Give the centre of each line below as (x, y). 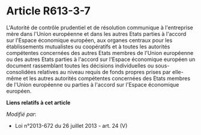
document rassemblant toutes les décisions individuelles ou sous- (88, 65)
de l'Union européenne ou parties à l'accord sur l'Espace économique (93, 84)
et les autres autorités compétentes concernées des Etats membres (107, 78)
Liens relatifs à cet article (38, 102)
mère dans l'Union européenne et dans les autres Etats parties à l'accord (96, 33)
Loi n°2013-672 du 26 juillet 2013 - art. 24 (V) (71, 125)
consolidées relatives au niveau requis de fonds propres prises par (88, 72)
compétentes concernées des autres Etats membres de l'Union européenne (100, 53)
